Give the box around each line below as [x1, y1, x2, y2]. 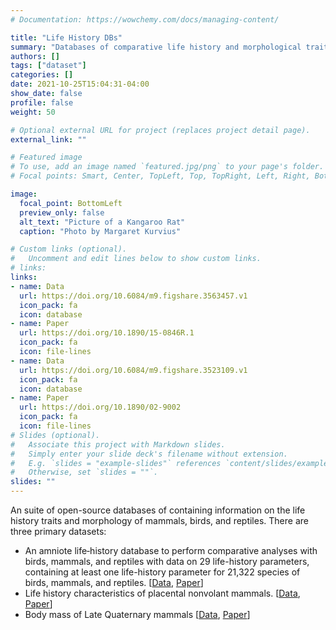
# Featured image [10, 152, 83, 163]
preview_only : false [19, 207, 105, 218]
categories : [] [10, 70, 74, 80]
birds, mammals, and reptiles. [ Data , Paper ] [24, 577, 204, 588]
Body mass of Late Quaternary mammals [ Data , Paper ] [24, 609, 251, 620]
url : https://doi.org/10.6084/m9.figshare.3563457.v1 [19, 291, 248, 301]
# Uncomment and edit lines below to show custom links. [10, 254, 262, 264]
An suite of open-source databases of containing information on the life [10, 504, 306, 516]
